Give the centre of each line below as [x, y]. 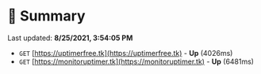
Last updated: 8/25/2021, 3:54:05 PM [70, 38]
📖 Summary [46, 16]
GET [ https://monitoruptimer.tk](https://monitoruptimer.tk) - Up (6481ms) [136, 61]
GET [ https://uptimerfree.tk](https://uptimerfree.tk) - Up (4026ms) [126, 53]
